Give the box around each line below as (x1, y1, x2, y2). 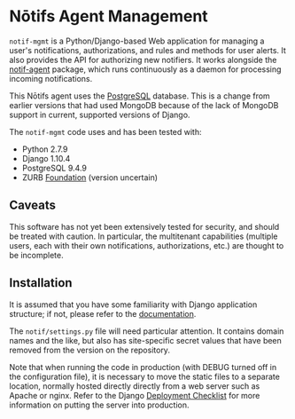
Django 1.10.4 (21, 153, 71, 163)
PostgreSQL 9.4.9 (21, 162, 87, 173)
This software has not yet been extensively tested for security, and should (9, 221, 280, 232)
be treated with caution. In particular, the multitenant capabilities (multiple (9, 231, 278, 241)
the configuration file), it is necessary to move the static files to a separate (9, 371, 281, 382)
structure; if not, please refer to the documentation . (9, 308, 197, 319)
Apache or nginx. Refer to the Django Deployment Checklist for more (9, 390, 260, 400)
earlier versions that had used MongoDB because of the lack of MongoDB (9, 99, 279, 110)
